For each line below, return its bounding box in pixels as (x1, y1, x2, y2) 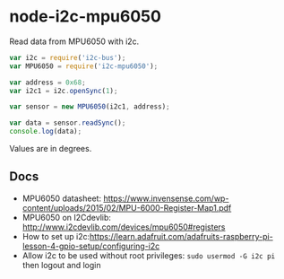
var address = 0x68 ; (9, 78, 87, 87)
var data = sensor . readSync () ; (9, 118, 126, 127)
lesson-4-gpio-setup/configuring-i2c (22, 240, 160, 251)
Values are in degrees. (9, 144, 92, 154)
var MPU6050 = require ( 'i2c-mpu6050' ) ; (9, 61, 159, 71)
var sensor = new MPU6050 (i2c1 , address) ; (9, 102, 170, 111)
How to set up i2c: (22, 231, 90, 241)
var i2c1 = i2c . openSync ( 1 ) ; (9, 86, 118, 95)
